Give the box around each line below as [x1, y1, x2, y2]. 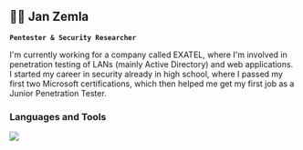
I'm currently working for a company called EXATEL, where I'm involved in [9, 49, 287, 60]
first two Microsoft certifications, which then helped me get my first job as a [9, 78, 295, 89]
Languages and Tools [9, 110, 107, 123]
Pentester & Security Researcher [9, 33, 137, 42]
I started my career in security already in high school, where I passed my [9, 68, 283, 79]
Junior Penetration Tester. [9, 87, 107, 98]
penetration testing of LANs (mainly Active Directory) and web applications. [9, 58, 294, 69]
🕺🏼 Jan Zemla [9, 9, 89, 25]
